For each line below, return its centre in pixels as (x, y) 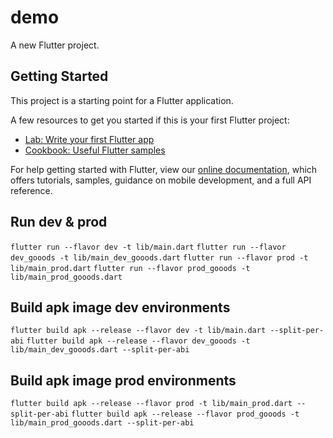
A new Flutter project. (55, 45)
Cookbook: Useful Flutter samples (95, 150)
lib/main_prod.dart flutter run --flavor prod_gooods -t (130, 268)
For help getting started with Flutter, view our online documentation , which (164, 169)
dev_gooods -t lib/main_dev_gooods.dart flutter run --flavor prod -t (159, 257)
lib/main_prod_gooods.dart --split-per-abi (102, 423)
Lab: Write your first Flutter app (89, 139)
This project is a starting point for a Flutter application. (122, 100)
